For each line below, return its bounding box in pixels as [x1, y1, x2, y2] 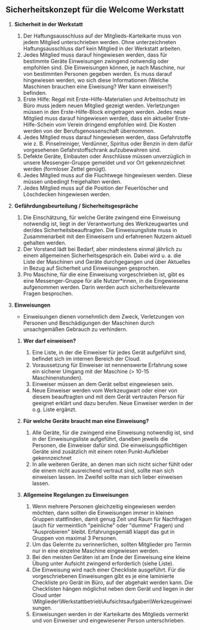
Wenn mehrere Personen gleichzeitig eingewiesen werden [32, 502, 176, 509]
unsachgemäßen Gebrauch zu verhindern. [23, 325, 128, 333]
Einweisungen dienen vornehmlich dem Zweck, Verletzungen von [23, 313, 184, 320]
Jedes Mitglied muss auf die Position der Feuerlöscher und [23, 184, 168, 192]
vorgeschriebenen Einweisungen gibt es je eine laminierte [32, 572, 174, 579]
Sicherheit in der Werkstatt [14, 20, 83, 27]
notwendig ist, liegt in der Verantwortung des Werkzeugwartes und [23, 220, 189, 227]
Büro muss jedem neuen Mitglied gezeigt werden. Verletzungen [23, 101, 180, 109]
